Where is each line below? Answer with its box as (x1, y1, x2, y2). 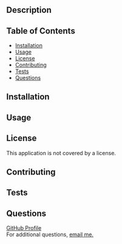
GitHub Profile (6, 225, 42, 232)
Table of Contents (6, 26, 76, 36)
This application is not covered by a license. (6, 149, 117, 156)
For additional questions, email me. (6, 231, 94, 239)
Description (6, 5, 52, 15)
